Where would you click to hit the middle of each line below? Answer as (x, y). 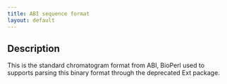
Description (33, 49)
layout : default (31, 20)
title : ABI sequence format (49, 14)
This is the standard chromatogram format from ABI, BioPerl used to (106, 65)
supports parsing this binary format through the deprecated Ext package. (114, 73)
